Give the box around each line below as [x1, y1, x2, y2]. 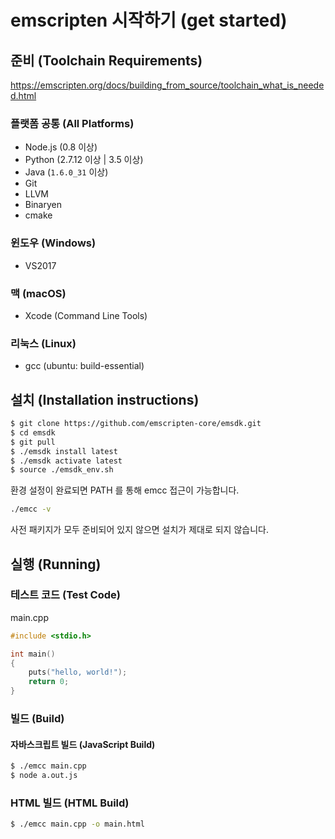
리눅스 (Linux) [10, 336, 77, 350]
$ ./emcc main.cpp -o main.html [10, 819, 145, 830]
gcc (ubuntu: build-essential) [24, 360, 145, 372]
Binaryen [24, 199, 62, 211]
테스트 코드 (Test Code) [10, 588, 121, 602]
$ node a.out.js [10, 771, 78, 781]
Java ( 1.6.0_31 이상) [24, 166, 109, 178]
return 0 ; [28, 677, 70, 687]
